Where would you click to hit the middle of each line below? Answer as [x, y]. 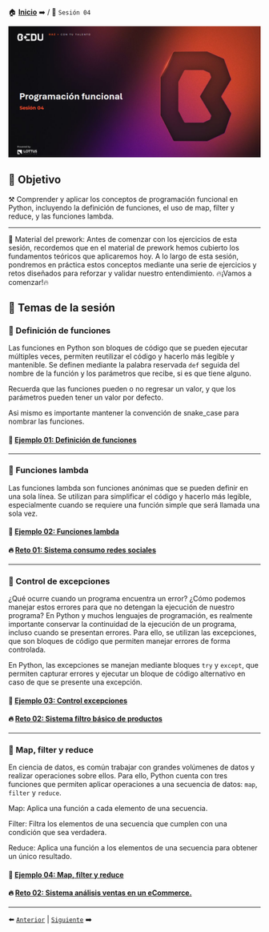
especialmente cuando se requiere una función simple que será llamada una [134, 504]
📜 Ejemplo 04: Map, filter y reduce [66, 874]
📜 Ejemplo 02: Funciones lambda [64, 532]
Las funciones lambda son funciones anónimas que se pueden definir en [128, 488]
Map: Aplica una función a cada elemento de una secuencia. [108, 809]
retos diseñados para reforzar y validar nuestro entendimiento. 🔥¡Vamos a [130, 273]
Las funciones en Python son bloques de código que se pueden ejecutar [128, 348]
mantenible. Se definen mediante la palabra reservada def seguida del [124, 365]
